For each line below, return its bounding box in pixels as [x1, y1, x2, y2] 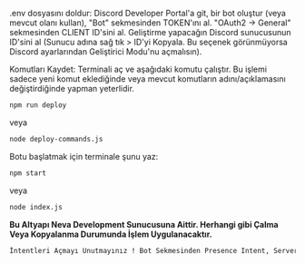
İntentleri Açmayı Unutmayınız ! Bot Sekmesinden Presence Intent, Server [9, 246, 299, 255]
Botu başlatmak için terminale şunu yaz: [9, 151, 159, 161]
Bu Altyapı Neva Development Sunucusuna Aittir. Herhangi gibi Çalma [9, 219, 279, 230]
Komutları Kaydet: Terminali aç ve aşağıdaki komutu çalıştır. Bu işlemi [9, 64, 268, 74]
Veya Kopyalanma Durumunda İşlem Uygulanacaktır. [9, 229, 212, 240]
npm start [9, 168, 47, 178]
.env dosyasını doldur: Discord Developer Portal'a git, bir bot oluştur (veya [9, 8, 286, 18]
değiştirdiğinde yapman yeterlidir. [9, 83, 134, 93]
